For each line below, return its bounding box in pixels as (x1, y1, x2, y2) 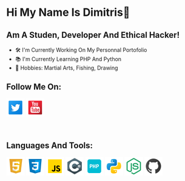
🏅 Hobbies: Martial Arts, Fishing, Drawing (15, 64, 118, 71)
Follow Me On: (6, 82, 62, 92)
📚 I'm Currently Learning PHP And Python (15, 55, 122, 63)
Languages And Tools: (6, 140, 93, 151)
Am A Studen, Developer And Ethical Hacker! (6, 30, 180, 40)
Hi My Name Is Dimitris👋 (6, 5, 130, 20)
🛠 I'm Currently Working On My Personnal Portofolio (15, 46, 147, 54)
